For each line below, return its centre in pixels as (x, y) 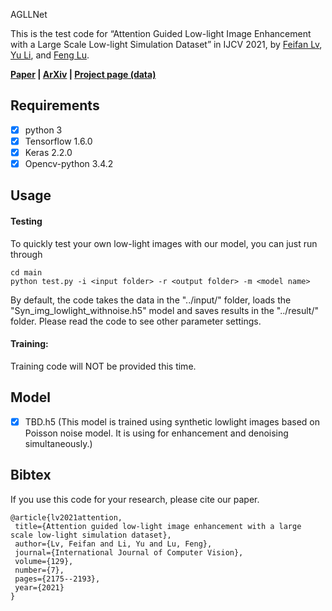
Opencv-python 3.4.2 (69, 163)
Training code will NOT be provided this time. (103, 366)
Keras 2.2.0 (48, 152)
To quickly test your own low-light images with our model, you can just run (164, 243)
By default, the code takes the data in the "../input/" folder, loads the (151, 300)
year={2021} (39, 587)
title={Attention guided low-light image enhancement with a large (158, 526)
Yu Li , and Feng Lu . (50, 55)
